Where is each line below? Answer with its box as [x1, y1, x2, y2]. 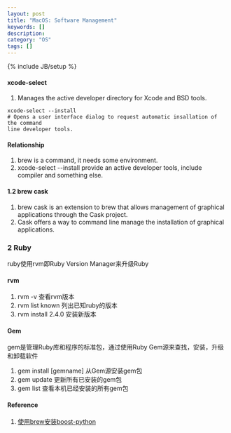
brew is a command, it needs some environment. [17, 156, 158, 165]
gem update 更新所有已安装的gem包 [17, 375, 122, 384]
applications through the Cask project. [17, 210, 128, 218]
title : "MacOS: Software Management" [7, 17, 118, 24]
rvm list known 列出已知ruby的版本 [17, 301, 118, 309]
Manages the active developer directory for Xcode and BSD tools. [17, 94, 207, 102]
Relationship [7, 140, 45, 149]
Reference [7, 401, 38, 409]
